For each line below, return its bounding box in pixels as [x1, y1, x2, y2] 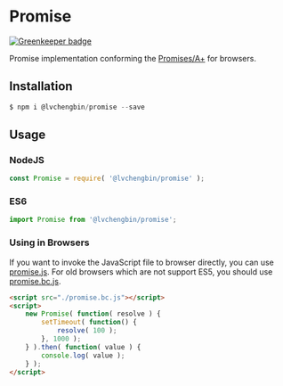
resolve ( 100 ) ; [56, 326, 117, 335]
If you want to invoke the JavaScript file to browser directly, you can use [9, 257, 274, 267]
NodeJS [9, 153, 44, 166]
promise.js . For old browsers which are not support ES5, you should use [9, 266, 273, 277]
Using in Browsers [9, 236, 90, 249]
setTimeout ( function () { [41, 318, 138, 327]
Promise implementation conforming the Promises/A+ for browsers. [9, 53, 256, 63]
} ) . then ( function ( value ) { [25, 342, 141, 351]
